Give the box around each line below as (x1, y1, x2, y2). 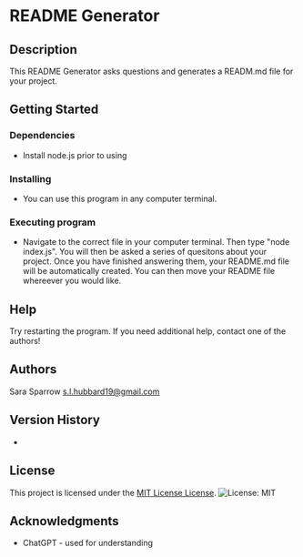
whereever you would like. (22, 275, 122, 287)
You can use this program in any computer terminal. (22, 193, 217, 204)
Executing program (9, 216, 96, 228)
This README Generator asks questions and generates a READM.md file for (9, 66, 294, 76)
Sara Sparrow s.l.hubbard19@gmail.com (9, 386, 160, 397)
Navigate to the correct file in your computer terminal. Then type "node (22, 237, 290, 248)
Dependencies (9, 129, 76, 142)
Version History (9, 412, 100, 428)
